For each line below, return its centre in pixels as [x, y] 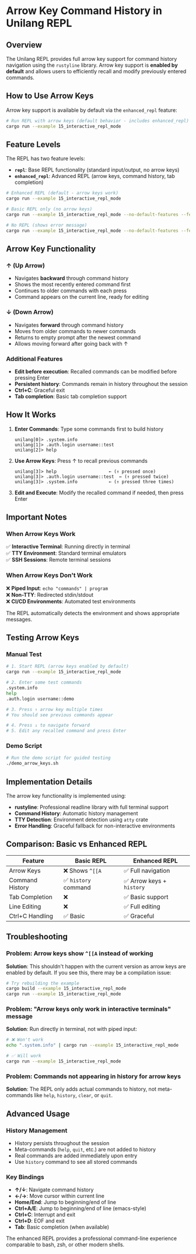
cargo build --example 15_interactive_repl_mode [66, 989]
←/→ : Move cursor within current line [60, 1196]
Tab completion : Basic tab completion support [71, 396]
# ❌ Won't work [25, 1040]
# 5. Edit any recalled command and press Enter [66, 731]
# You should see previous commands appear [60, 715]
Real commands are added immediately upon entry [76, 1156]
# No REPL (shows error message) [47, 225]
